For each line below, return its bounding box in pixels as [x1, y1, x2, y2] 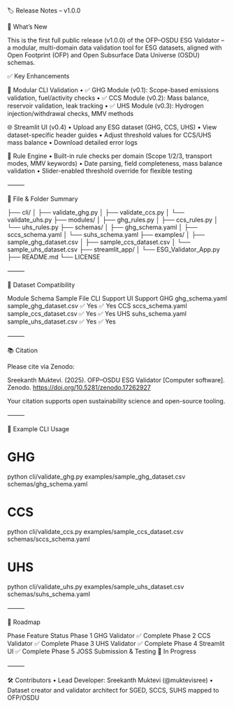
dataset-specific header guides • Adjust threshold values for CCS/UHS [7, 131, 212, 139]
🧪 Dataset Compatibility [7, 281, 75, 289]
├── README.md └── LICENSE [7, 253, 101, 261]
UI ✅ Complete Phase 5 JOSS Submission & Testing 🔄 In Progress [7, 646, 197, 656]
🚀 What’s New [7, 22, 47, 31]
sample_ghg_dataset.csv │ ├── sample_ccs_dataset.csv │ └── [7, 238, 191, 246]
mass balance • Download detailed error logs [7, 138, 138, 146]
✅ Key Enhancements [7, 72, 70, 80]
